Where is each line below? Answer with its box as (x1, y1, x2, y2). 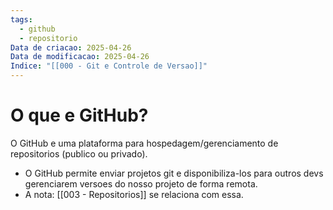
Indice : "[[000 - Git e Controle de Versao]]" (10, 61, 208, 71)
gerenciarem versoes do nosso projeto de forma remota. (24, 177, 258, 190)
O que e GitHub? (10, 104, 149, 127)
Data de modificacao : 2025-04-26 (10, 52, 150, 62)
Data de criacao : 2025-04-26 (10, 42, 132, 53)
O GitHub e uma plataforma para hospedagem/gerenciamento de (10, 137, 279, 149)
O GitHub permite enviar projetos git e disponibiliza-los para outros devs (24, 167, 324, 179)
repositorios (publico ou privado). (10, 147, 148, 160)
